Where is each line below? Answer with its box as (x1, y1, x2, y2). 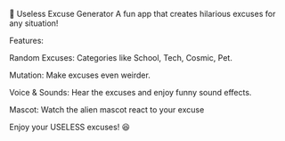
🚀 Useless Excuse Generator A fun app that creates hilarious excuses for (9, 9, 276, 19)
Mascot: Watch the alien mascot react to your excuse (9, 104, 205, 115)
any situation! (9, 18, 59, 29)
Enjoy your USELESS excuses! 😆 (9, 121, 131, 132)
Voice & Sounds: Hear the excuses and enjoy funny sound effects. (9, 87, 252, 97)
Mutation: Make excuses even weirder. (9, 70, 151, 80)
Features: (9, 36, 45, 46)
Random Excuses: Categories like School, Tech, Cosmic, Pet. (9, 53, 233, 62)
